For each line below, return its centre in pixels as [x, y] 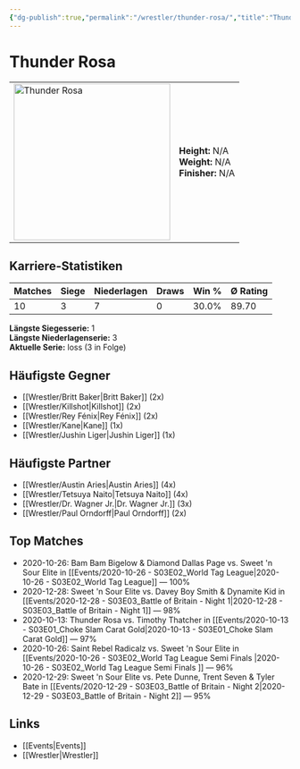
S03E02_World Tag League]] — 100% [121, 581]
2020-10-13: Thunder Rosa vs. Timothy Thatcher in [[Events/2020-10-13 [155, 620]
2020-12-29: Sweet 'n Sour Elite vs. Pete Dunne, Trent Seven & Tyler [148, 677]
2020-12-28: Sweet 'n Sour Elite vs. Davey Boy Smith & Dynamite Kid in [154, 591]
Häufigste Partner [60, 463]
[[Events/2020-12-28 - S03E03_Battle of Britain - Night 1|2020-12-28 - [152, 601]
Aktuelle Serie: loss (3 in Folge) [68, 347]
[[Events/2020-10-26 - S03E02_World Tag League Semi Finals [137, 657]
